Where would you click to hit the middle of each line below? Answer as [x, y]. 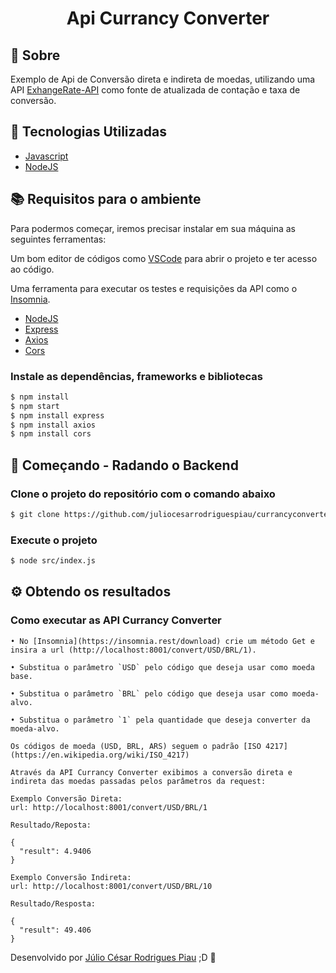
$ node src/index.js [53, 561]
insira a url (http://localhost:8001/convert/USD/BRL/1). [133, 650]
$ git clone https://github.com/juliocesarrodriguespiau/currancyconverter [171, 514]
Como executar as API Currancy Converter [116, 620]
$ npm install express [57, 415]
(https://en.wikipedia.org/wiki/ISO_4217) [100, 755]
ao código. [32, 269]
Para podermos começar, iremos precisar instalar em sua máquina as [153, 228]
